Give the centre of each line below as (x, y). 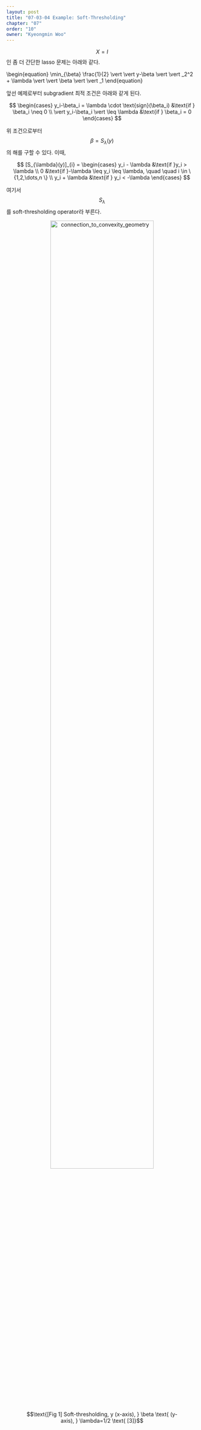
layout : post (23, 12)
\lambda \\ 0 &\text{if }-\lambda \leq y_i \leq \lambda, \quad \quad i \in (100, 171)
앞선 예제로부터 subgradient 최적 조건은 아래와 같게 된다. (74, 93)
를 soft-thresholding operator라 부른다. (54, 211)
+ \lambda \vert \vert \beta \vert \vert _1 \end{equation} (75, 81)
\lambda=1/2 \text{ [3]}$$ (111, 1420)
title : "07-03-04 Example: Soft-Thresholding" (66, 18)
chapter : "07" (24, 23)
